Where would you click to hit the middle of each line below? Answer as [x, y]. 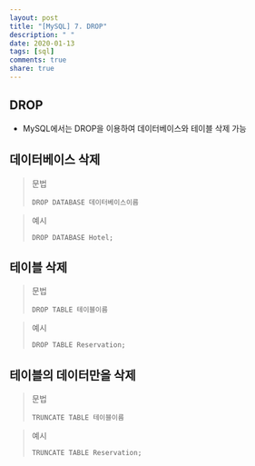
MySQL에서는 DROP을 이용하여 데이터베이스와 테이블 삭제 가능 [134, 128]
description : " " [42, 35]
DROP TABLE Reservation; [78, 345]
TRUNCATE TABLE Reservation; [87, 453]
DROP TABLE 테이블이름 [70, 310]
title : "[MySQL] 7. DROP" [58, 26]
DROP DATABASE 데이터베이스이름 [85, 202]
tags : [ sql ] [32, 52]
